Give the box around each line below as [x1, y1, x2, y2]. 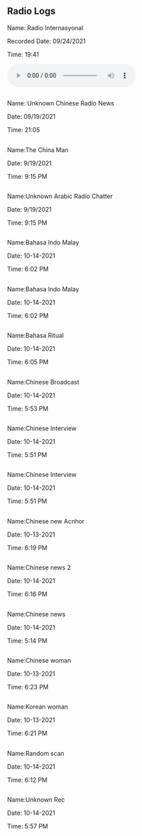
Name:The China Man [7, 145, 69, 153]
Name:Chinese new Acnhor [7, 517, 85, 525]
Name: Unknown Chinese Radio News [7, 99, 115, 108]
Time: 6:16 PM [7, 590, 48, 598]
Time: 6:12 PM [7, 776, 48, 784]
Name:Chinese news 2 [7, 563, 71, 571]
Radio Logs [7, 5, 56, 17]
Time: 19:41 [7, 50, 39, 58]
